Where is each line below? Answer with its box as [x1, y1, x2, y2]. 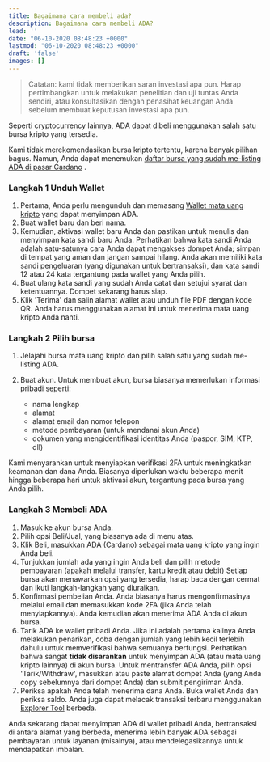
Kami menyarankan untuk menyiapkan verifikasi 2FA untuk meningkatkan [8, 458, 252, 468]
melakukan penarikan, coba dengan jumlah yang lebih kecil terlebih [19, 634, 245, 644]
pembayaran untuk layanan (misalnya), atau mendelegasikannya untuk [8, 735, 244, 745]
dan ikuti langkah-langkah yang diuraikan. [19, 582, 160, 592]
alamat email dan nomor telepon [32, 417, 140, 426]
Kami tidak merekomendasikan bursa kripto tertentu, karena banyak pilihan [8, 145, 258, 155]
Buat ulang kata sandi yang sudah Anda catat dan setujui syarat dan [19, 278, 247, 288]
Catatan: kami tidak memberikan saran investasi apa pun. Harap [27, 78, 242, 89]
